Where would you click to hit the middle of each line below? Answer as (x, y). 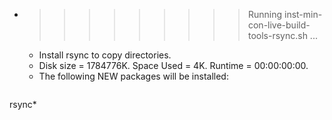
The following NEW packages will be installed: (133, 76)
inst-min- (303, 14)
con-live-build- (279, 25)
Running (265, 14)
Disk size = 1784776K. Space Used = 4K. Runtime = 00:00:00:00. (173, 65)
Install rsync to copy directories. (105, 55)
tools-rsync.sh (277, 35)
